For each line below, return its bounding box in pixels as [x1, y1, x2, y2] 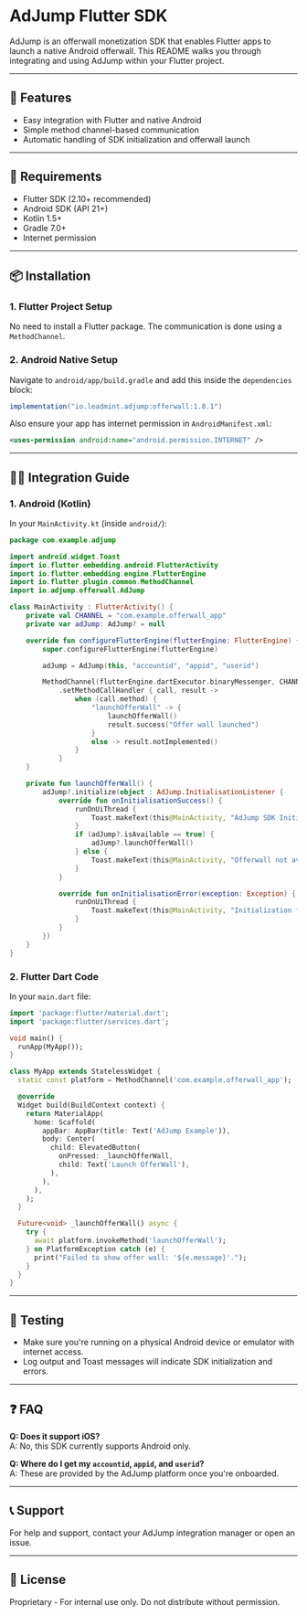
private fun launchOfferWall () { [26, 779, 153, 789]
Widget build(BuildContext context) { [17, 1100, 166, 1110]
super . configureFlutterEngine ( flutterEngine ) [42, 644, 219, 654]
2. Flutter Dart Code [9, 970, 99, 983]
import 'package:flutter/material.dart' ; [9, 1008, 170, 1017]
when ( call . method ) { [74, 695, 157, 704]
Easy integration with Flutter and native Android [22, 114, 203, 125]
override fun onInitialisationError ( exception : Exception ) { [58, 888, 297, 898]
